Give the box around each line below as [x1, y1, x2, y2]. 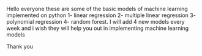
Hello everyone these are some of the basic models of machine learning [6, 5, 188, 12]
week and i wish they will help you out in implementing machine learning [6, 24, 189, 32]
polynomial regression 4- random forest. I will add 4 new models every [6, 18, 185, 25]
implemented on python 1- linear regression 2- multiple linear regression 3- [6, 12, 196, 19]
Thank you [6, 43, 34, 50]
